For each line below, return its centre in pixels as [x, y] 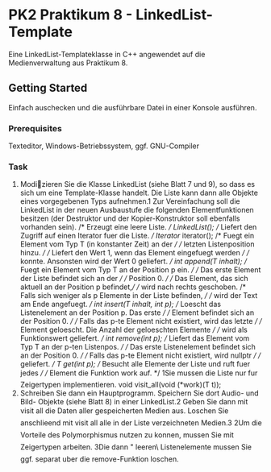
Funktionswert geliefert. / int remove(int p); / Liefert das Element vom [135, 338]
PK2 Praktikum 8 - [71, 15]
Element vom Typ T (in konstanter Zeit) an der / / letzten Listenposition [138, 244]
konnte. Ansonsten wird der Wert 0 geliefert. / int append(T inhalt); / [133, 261]
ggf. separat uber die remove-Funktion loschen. [99, 459]
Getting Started [48, 88]
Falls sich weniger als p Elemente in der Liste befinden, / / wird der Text [139, 296]
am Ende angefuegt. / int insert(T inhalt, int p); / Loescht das [121, 304]
